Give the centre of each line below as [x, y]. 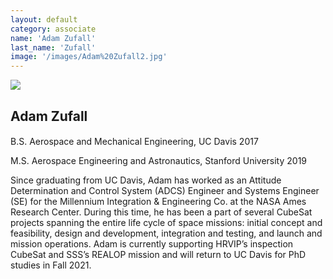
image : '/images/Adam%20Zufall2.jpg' [89, 57]
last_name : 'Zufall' [53, 47]
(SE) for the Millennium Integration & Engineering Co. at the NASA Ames [158, 202]
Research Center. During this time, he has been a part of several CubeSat [161, 212]
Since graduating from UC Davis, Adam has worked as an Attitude [146, 180]
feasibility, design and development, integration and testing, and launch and [166, 233]
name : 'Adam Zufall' [53, 38]
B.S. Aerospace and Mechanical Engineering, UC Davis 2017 [134, 142]
